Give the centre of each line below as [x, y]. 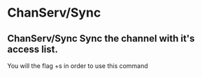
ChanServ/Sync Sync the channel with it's [101, 38]
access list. [33, 49]
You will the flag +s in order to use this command [78, 66]
